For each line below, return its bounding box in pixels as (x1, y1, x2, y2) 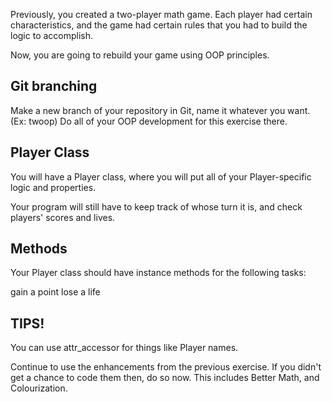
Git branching (10, 78, 98, 95)
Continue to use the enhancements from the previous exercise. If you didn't (10, 361, 322, 373)
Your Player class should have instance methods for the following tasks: (10, 267, 307, 279)
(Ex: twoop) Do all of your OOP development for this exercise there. (10, 115, 288, 127)
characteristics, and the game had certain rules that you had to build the (10, 19, 308, 31)
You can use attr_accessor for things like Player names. (10, 342, 239, 354)
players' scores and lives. (10, 211, 116, 223)
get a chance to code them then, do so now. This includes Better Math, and (10, 372, 320, 384)
